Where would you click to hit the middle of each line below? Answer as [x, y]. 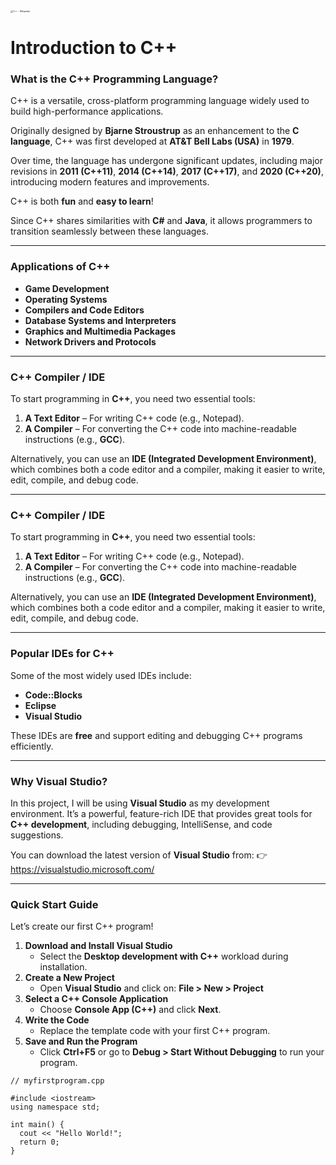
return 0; [39, 1142]
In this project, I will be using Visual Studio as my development [140, 803]
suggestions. [37, 835]
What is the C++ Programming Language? [114, 79]
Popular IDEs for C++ [62, 654]
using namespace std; [55, 1107]
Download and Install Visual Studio [98, 946]
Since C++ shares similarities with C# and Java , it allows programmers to [161, 221]
